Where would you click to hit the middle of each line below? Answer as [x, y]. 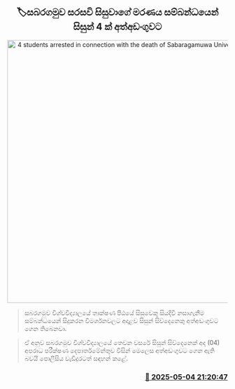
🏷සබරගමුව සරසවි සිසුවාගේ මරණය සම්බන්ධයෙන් [117, 12]
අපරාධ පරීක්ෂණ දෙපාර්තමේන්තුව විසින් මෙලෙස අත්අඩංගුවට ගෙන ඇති [119, 350]
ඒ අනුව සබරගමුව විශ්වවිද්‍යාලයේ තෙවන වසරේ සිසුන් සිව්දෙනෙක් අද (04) [122, 342]
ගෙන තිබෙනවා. [45, 328]
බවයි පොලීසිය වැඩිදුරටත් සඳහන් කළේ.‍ [76, 358]
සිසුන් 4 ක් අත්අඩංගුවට [117, 27]
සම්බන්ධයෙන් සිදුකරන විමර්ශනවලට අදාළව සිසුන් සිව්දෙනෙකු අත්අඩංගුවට [121, 320]
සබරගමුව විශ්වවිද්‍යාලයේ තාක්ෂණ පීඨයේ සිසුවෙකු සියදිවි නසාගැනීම [114, 313]
